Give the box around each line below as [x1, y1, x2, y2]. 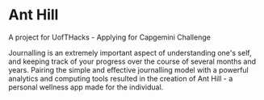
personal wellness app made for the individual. [8, 82, 164, 92]
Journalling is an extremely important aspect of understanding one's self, [8, 48, 252, 57]
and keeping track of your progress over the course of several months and [8, 56, 257, 66]
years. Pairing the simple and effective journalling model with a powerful [8, 65, 249, 74]
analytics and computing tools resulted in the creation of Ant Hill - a [8, 73, 233, 83]
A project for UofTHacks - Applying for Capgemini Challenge [8, 32, 212, 42]
